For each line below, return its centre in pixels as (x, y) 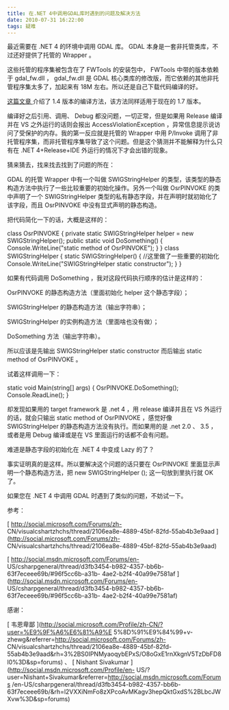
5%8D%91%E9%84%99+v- (153, 632)
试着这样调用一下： (34, 374)
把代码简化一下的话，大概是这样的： (58, 220)
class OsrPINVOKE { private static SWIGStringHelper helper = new (100, 233)
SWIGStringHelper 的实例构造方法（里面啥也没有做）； (83, 322)
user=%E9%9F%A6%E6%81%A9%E (60, 632)
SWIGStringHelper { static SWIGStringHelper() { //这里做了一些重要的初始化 (113, 256)
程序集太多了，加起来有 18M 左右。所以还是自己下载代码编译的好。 (107, 87)
